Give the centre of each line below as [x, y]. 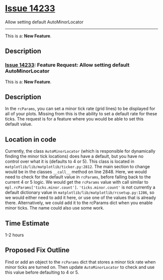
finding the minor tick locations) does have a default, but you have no [74, 157]
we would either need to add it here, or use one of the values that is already [81, 198]
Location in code [31, 139]
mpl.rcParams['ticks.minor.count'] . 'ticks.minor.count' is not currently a [80, 187]
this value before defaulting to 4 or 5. [42, 272]
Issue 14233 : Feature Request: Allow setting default [67, 65]
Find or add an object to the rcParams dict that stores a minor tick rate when [81, 262]
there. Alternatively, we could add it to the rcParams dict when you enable [79, 203]
